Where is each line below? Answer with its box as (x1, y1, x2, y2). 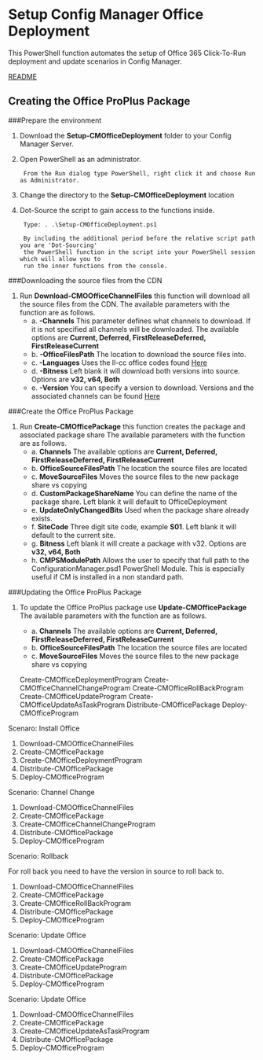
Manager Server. (19, 139, 75, 149)
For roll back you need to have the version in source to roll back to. (8, 867, 225, 876)
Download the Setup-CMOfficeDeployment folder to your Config (19, 131, 232, 140)
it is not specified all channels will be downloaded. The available (31, 324, 239, 333)
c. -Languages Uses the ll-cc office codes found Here (31, 358, 208, 367)
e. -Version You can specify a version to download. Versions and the (31, 383, 254, 392)
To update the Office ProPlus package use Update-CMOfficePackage (19, 602, 247, 612)
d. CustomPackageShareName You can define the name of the (31, 488, 238, 498)
